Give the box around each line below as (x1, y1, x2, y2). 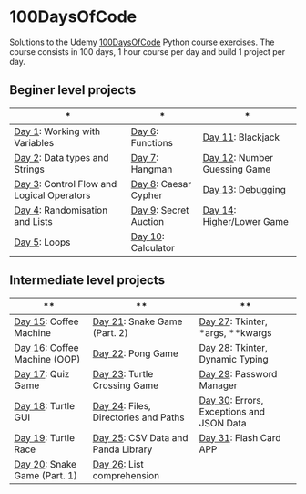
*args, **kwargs (199, 326, 272, 339)
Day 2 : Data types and (14, 151, 109, 163)
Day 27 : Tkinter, (199, 315, 269, 328)
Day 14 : (202, 204, 237, 216)
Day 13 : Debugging (202, 183, 287, 195)
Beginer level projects (9, 82, 137, 98)
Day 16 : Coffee (14, 341, 79, 353)
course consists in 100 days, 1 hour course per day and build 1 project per (9, 46, 286, 57)
